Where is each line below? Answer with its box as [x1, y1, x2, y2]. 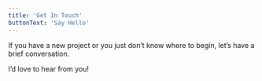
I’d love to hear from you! [8, 64, 89, 73]
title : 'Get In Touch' [8, 11, 83, 20]
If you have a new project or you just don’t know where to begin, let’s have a [8, 40, 255, 50]
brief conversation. [8, 49, 70, 58]
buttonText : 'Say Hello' [8, 19, 90, 27]
